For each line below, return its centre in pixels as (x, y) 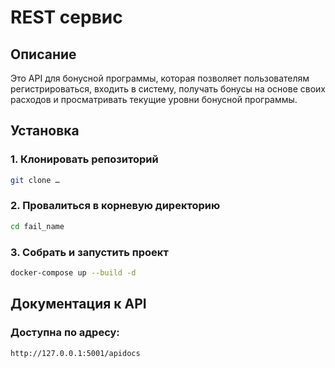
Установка (45, 131)
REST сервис (66, 17)
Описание (43, 54)
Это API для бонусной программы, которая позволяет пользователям (160, 78)
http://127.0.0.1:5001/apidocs (75, 353)
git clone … (35, 180)
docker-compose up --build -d (73, 273)
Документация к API (78, 304)
